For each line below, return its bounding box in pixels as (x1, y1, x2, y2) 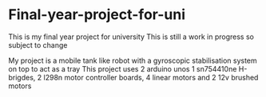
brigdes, (8, 72, 36, 82)
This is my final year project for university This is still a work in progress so (8, 32, 254, 41)
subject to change (8, 40, 68, 49)
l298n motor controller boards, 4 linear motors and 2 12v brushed (43, 72, 259, 82)
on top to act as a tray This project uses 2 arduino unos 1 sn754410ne (8, 64, 237, 73)
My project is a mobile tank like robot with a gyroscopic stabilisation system (8, 56, 257, 65)
